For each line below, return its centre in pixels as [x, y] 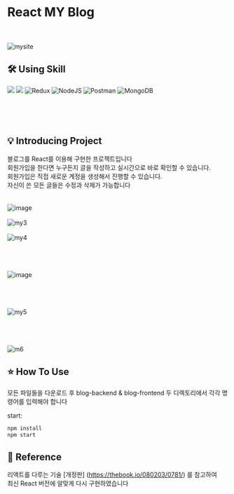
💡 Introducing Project [55, 141]
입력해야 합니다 [47, 402]
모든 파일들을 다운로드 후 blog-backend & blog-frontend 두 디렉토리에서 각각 [114, 393]
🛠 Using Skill [36, 70]
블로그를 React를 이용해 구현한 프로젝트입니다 [70, 159]
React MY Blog [51, 12]
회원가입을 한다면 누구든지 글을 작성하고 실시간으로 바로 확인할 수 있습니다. [109, 167]
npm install [25, 429]
